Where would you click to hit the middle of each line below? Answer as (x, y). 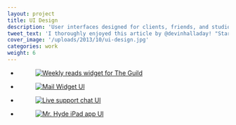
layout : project (31, 14)
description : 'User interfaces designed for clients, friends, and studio (119, 27)
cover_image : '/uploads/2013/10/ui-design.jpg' (78, 40)
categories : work (33, 46)
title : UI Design (33, 20)
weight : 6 (22, 53)
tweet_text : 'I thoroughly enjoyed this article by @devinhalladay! (110, 33)
